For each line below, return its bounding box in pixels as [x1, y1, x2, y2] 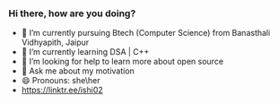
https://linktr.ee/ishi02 [21, 84, 104, 96]
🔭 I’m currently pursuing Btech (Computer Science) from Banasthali [21, 28, 271, 39]
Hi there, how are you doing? [8, 7, 136, 20]
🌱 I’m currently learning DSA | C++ [21, 47, 150, 57]
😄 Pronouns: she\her [21, 75, 100, 86]
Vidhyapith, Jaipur [21, 37, 90, 48]
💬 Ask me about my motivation [21, 65, 135, 76]
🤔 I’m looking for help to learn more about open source [21, 56, 224, 67]
